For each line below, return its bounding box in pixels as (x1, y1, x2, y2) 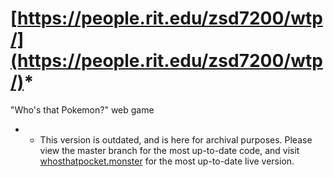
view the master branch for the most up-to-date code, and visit (39, 144, 300, 156)
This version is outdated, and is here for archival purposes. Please (39, 133, 313, 146)
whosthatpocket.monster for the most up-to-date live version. (39, 155, 295, 167)
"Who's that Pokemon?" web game (10, 103, 155, 116)
